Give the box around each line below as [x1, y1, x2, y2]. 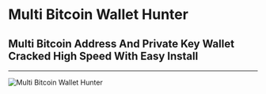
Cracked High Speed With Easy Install [8, 49, 199, 62]
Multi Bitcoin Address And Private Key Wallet [8, 37, 235, 51]
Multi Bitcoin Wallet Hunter [8, 6, 188, 24]
